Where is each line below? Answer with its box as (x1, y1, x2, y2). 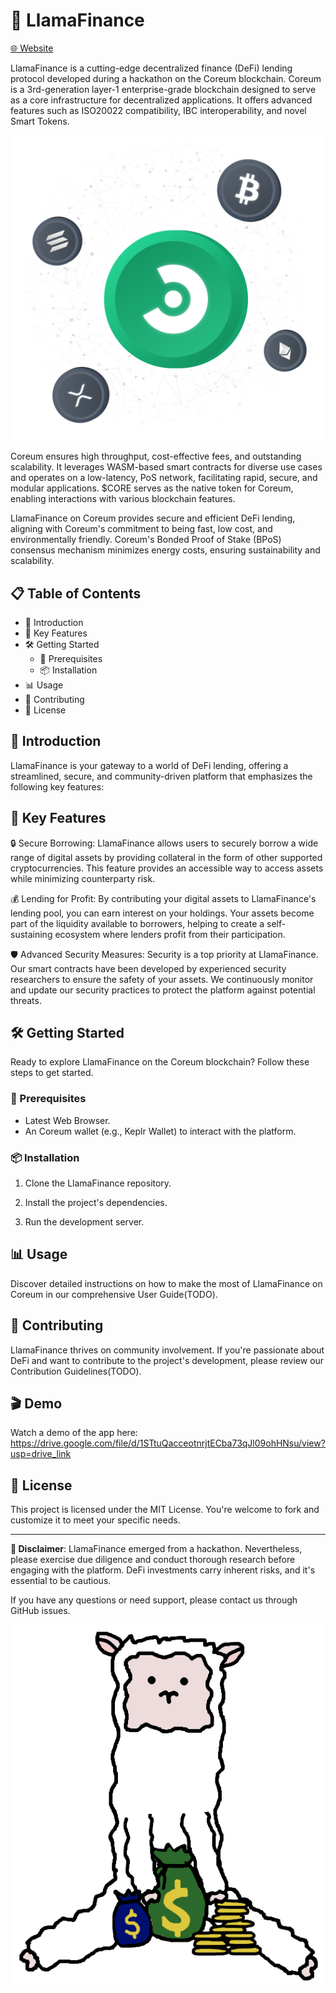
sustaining (10, 928, 53, 940)
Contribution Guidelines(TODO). (10, 1365, 142, 1377)
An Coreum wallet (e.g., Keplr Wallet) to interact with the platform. (24, 1125, 297, 1137)
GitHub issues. (10, 1605, 71, 1617)
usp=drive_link (10, 1448, 72, 1460)
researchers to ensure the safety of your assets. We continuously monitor (10, 973, 314, 985)
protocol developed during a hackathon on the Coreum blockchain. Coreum (10, 72, 322, 84)
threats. (10, 994, 42, 1006)
